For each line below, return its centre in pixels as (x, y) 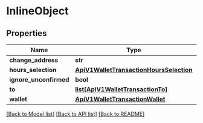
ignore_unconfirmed (39, 79)
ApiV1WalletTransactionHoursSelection (134, 70)
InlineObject (37, 11)
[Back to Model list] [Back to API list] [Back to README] (76, 114)
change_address (34, 60)
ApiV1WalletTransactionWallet (120, 99)
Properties (27, 33)
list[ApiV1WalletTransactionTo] (121, 89)
